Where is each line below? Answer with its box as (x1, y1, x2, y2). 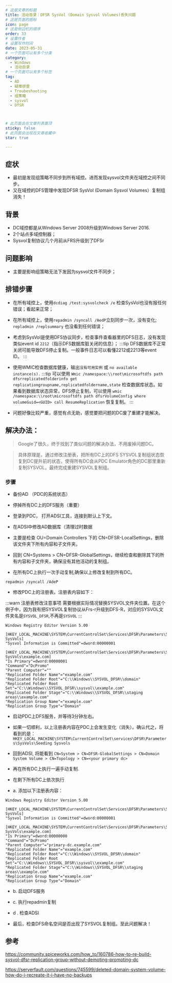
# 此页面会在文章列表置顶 (5, 121, 52, 126)
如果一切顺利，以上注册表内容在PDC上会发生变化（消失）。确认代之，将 (12, 724, 164, 730)
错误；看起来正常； (12, 306, 54, 312)
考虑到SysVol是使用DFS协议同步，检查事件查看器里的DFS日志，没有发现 (12, 334, 166, 340)
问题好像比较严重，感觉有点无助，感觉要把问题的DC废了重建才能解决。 (12, 409, 163, 415)
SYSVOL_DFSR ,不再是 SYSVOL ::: (23, 613, 82, 619)
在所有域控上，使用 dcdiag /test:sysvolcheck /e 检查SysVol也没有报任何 (12, 299, 167, 305)
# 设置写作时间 (5, 41, 33, 46)
